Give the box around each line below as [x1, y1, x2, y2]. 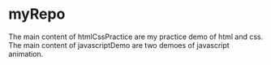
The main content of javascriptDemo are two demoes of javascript [8, 40, 230, 50]
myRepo [8, 5, 66, 24]
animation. [8, 49, 44, 58]
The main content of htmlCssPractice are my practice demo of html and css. [8, 32, 264, 41]
